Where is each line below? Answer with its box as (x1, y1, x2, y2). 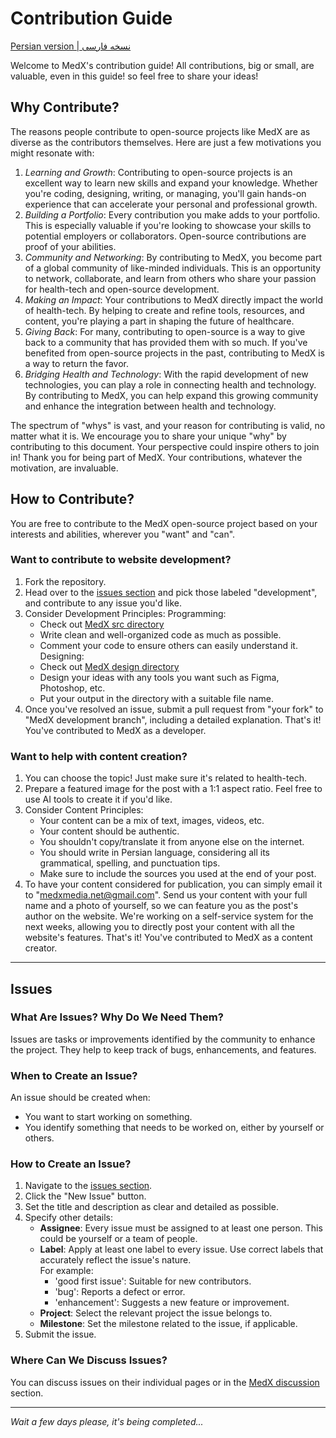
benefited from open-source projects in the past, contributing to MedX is (24, 347, 325, 359)
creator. (24, 942, 58, 954)
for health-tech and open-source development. (24, 283, 220, 295)
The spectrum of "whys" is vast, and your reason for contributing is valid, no (10, 419, 326, 431)
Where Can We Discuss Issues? (10, 1353, 168, 1367)
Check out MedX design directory (39, 660, 180, 672)
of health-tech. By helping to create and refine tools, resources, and (24, 304, 305, 316)
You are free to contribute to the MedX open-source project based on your (10, 517, 318, 529)
